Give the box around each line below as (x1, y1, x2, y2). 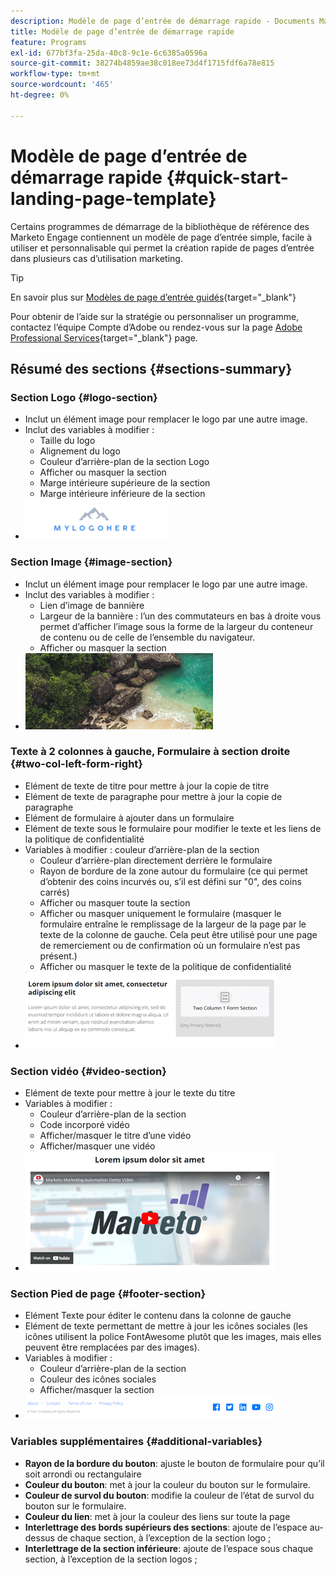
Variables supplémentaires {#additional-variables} (10, 1435, 263, 1449)
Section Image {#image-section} (10, 555, 173, 569)
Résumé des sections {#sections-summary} (10, 360, 293, 377)
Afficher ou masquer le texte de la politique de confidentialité (39, 960, 292, 972)
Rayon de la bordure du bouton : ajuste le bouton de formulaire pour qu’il (24, 1457, 325, 1469)
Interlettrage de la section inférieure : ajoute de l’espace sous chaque (24, 1542, 314, 1554)
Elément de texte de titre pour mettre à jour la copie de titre (24, 780, 270, 792)
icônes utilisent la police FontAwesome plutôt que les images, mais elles (24, 1331, 322, 1343)
